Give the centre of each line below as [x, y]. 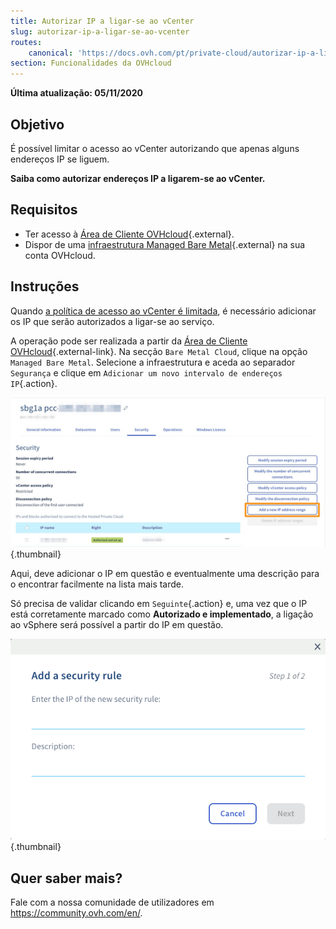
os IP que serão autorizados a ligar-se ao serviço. [112, 321]
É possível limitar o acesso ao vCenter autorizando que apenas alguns [155, 148]
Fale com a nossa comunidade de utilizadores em [112, 902]
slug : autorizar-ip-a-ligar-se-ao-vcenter [100, 31]
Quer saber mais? [66, 878]
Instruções [45, 286]
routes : [26, 42]
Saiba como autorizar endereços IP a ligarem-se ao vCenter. [138, 178]
